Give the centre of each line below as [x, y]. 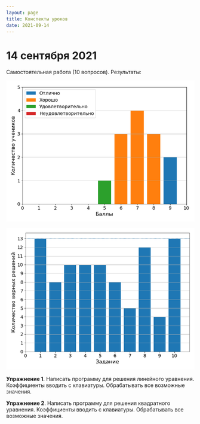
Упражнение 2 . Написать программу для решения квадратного [88, 403]
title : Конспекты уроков [37, 19]
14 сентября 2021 [52, 55]
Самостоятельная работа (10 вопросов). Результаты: [74, 72]
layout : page [22, 13]
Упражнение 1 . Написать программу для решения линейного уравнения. [100, 379]
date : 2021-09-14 [28, 25]
